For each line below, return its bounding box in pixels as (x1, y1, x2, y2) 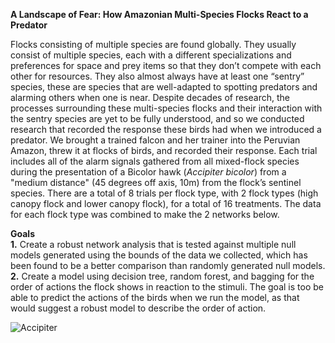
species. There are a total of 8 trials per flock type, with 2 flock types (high (10, 187, 319, 199)
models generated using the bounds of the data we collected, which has (10, 249, 308, 261)
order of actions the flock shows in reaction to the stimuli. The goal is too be (10, 281, 324, 293)
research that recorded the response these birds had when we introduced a (10, 124, 322, 135)
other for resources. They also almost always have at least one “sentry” (10, 70, 305, 82)
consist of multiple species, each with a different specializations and (10, 49, 292, 61)
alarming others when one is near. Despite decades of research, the (10, 92, 290, 103)
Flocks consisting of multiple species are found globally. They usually (10, 39, 297, 50)
